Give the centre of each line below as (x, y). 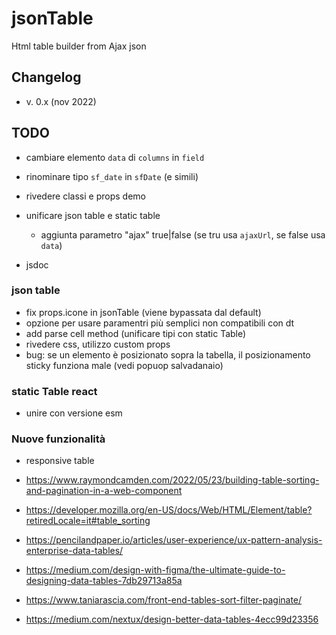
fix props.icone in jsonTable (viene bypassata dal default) (143, 312)
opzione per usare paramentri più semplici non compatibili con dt (160, 323)
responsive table (60, 461)
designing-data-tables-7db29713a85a (104, 581)
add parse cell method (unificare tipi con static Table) (136, 333)
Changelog (46, 77)
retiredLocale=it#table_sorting (88, 521)
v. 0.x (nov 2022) (61, 101)
